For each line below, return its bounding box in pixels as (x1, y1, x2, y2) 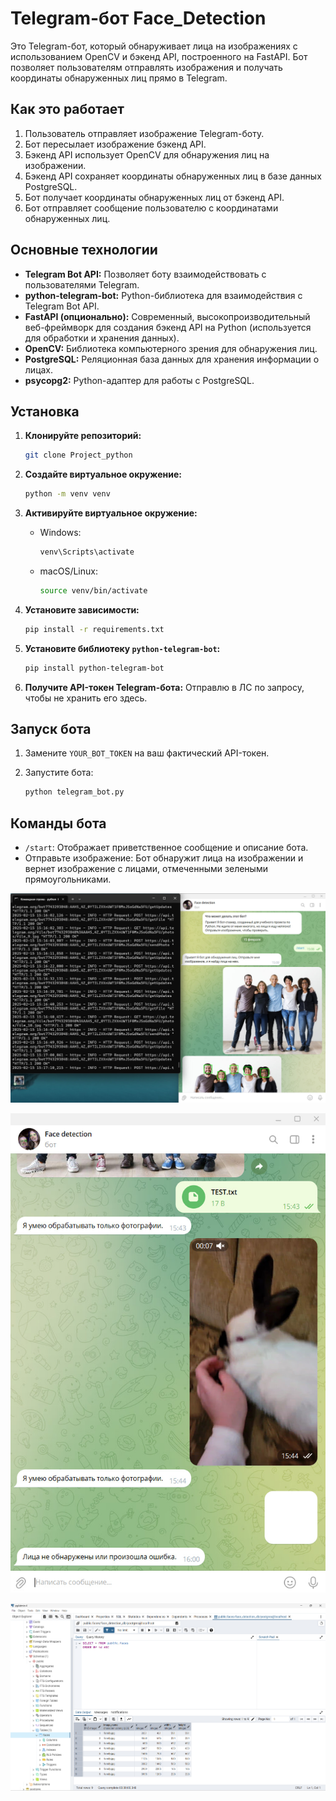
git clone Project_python (24, 450, 133, 461)
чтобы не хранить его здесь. (24, 692, 148, 704)
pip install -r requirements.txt (24, 624, 165, 634)
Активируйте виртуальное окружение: (24, 507, 198, 519)
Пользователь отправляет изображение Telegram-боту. (24, 127, 265, 139)
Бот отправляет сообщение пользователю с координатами (24, 202, 279, 214)
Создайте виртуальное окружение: (24, 468, 182, 481)
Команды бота (10, 815, 107, 832)
